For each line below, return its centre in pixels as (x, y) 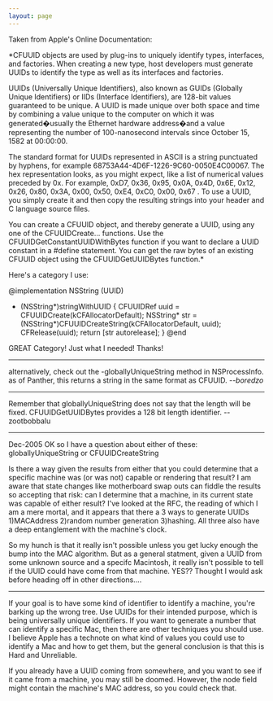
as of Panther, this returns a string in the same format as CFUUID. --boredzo (136, 380)
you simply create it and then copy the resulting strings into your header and (136, 199)
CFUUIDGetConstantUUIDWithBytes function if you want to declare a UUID (134, 242)
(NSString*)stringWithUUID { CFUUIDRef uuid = (100, 306)
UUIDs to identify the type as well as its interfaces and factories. (116, 72)
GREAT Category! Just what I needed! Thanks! (86, 348)
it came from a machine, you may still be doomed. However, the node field (133, 679)
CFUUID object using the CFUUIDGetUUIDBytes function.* (106, 259)
